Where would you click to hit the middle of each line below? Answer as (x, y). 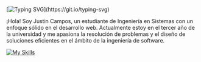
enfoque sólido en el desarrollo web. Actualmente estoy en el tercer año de (100, 28)
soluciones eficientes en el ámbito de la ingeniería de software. (86, 40)
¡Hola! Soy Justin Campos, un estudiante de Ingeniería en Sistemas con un (100, 21)
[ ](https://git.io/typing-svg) (58, 9)
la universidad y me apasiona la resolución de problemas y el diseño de (96, 34)
